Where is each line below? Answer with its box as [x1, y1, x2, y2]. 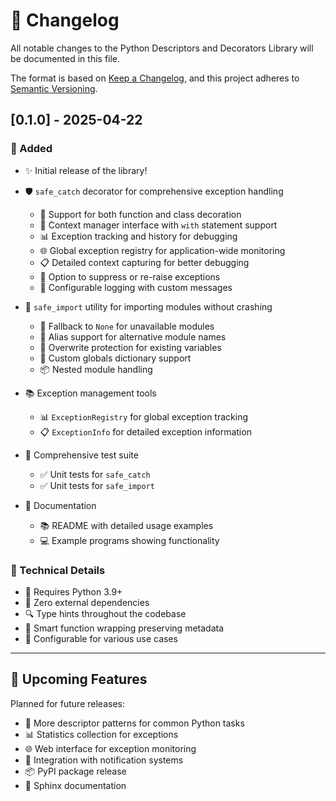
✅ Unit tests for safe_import [39, 479, 155, 491]
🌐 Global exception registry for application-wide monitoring [39, 244, 286, 256]
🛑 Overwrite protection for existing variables [39, 341, 222, 353]
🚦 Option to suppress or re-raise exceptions [39, 270, 221, 283]
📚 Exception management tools [24, 387, 157, 399]
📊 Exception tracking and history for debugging [39, 230, 238, 242]
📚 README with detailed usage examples [39, 519, 214, 531]
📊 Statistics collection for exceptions [24, 728, 179, 740]
